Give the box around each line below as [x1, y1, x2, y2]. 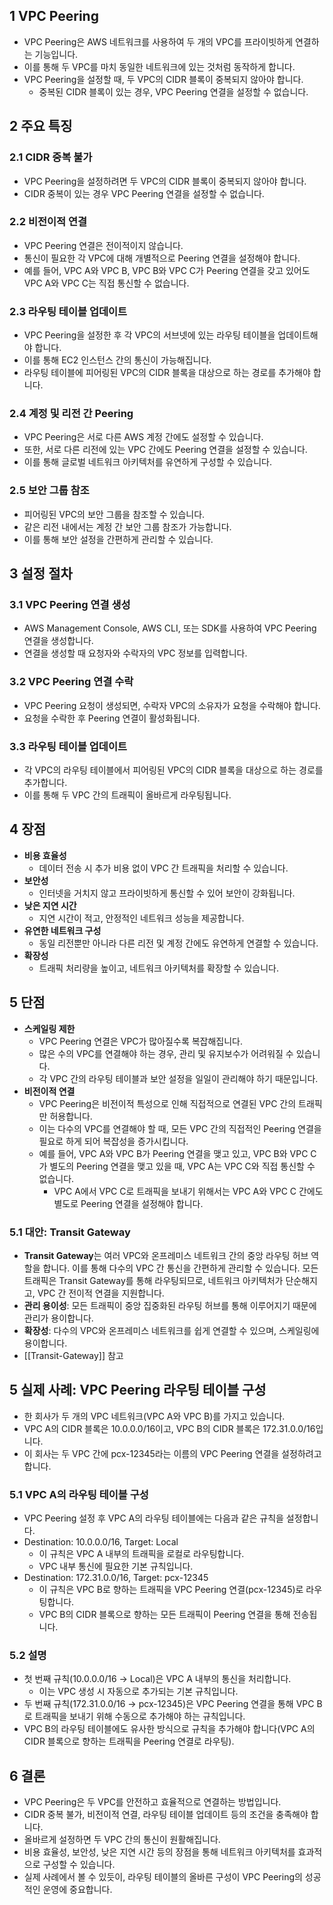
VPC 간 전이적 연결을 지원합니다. [37, 1287, 165, 1299]
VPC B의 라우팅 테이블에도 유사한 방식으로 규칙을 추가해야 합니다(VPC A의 [23, 1723, 316, 1735]
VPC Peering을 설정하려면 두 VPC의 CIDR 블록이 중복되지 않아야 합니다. [23, 175, 307, 187]
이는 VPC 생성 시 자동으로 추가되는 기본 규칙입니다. [38, 1685, 239, 1698]
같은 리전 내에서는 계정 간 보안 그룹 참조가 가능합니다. [23, 520, 232, 533]
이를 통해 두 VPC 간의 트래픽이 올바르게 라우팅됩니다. [23, 789, 232, 801]
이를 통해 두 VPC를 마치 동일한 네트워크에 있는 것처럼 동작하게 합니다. [23, 60, 296, 73]
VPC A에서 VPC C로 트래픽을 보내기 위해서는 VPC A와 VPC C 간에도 [53, 1185, 324, 1197]
